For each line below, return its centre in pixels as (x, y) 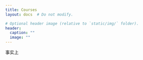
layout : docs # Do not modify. (39, 14)
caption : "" (22, 33)
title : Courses (21, 10)
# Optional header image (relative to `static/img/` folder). (72, 23)
